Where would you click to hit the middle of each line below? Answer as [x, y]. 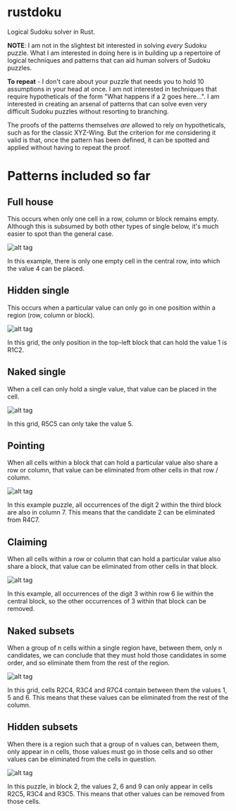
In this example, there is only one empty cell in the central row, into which [114, 260]
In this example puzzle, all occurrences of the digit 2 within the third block [114, 505]
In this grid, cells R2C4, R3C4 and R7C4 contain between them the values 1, [117, 690]
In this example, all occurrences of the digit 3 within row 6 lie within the [111, 594]
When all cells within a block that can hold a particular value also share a [113, 463]
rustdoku [35, 12]
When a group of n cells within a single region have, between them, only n [115, 648]
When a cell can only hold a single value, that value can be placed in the [112, 389]
